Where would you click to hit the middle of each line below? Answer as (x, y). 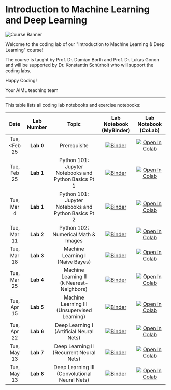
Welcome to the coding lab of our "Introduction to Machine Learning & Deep (85, 44)
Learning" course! (24, 50)
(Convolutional (74, 373)
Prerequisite (74, 145)
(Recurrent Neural (74, 352)
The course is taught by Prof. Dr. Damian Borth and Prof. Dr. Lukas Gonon (82, 59)
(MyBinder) (116, 130)
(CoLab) (150, 130)
